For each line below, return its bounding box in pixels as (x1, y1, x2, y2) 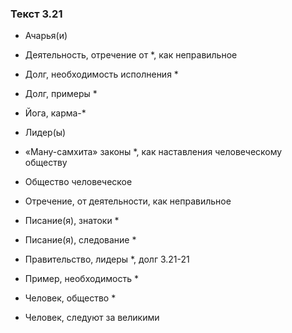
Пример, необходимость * (24, 273, 139, 285)
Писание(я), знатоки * (24, 215, 120, 227)
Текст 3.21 (10, 7, 63, 21)
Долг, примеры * (24, 88, 98, 100)
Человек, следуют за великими (24, 312, 160, 324)
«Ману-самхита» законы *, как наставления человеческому (24, 146, 283, 158)
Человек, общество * (24, 292, 117, 304)
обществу (24, 157, 68, 169)
